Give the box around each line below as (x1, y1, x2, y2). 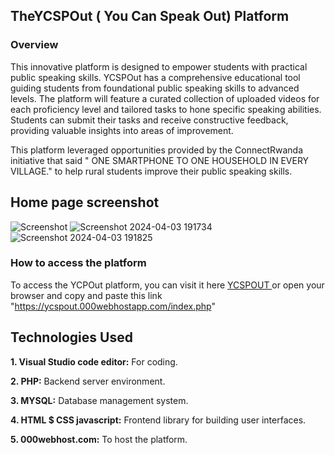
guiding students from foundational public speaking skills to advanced (10, 82, 300, 94)
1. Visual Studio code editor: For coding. (10, 355, 178, 368)
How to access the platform (10, 256, 147, 270)
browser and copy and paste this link (10, 289, 163, 301)
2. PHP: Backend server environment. (10, 375, 166, 387)
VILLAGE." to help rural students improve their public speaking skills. (10, 165, 293, 177)
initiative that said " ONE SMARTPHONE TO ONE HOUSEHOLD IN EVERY (10, 154, 310, 166)
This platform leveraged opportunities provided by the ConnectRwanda (10, 144, 304, 156)
